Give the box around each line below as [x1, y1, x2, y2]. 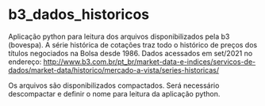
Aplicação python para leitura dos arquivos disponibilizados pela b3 [8, 32, 230, 41]
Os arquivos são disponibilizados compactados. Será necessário [8, 81, 220, 90]
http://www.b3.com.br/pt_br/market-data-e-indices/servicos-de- [43, 57, 256, 66]
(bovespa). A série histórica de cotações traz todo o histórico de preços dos [8, 40, 258, 49]
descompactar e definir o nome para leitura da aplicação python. [8, 89, 221, 98]
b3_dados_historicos [8, 6, 150, 24]
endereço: [8, 57, 42, 66]
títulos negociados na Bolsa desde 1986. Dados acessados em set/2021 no [8, 48, 253, 58]
